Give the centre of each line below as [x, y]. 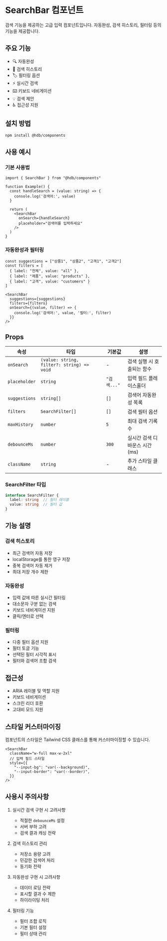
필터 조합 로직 [33, 921]
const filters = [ [24, 266]
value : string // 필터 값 [36, 505]
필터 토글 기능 [26, 648]
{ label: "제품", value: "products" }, [50, 277]
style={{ [19, 763]
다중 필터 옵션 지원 [30, 642]
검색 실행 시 [140, 362]
